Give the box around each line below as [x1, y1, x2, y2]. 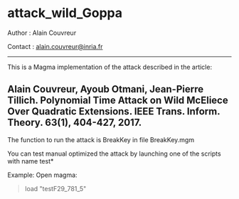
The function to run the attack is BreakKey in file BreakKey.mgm [7, 135, 194, 144]
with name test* [7, 156, 54, 165]
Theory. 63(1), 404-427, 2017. [7, 117, 142, 129]
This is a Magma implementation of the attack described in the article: [7, 63, 212, 71]
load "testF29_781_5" [24, 184, 87, 193]
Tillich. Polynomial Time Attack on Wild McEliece [7, 95, 229, 107]
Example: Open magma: [7, 171, 78, 179]
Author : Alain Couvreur [7, 28, 77, 37]
